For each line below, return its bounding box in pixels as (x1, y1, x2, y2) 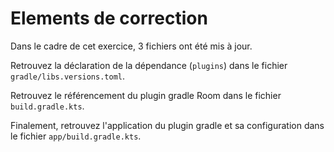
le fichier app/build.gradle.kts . (10, 130, 142, 142)
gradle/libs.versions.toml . (10, 70, 126, 82)
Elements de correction (10, 7, 208, 30)
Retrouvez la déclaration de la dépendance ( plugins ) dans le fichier (10, 59, 288, 71)
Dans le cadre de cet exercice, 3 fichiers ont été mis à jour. (10, 40, 253, 52)
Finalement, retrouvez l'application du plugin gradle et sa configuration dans (10, 119, 325, 131)
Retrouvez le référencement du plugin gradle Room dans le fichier (10, 89, 282, 101)
